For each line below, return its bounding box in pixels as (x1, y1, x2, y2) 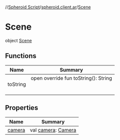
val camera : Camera (30, 126, 76, 133)
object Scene (5, 37, 32, 43)
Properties (5, 104, 38, 112)
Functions (5, 52, 37, 60)
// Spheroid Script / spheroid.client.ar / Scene (5, 4, 91, 10)
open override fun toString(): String (30, 75, 112, 82)
